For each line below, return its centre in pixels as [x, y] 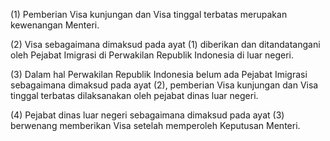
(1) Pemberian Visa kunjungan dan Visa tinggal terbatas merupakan [149, 14]
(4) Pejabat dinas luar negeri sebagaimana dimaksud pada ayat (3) [147, 115]
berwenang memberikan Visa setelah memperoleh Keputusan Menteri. [155, 125]
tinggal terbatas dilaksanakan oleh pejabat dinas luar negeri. [134, 95]
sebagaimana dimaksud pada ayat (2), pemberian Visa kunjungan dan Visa [164, 85]
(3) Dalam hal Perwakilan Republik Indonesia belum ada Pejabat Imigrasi [159, 74]
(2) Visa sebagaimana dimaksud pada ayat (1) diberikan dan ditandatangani [165, 44]
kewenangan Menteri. [55, 25]
